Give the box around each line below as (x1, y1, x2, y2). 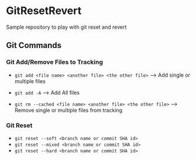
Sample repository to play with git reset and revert (6, 23, 127, 30)
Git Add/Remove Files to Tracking (6, 58, 104, 66)
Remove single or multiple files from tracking (14, 107, 123, 114)
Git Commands (6, 40, 62, 50)
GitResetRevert (6, 4, 82, 18)
